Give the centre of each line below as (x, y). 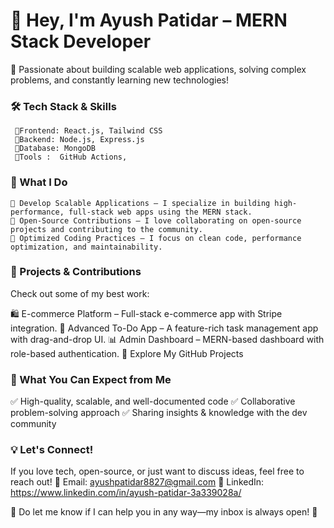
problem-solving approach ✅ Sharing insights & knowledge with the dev (159, 413)
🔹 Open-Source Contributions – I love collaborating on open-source (156, 220)
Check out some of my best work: (80, 293)
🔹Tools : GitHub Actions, (71, 157)
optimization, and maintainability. (86, 247)
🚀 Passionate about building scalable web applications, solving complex (158, 69)
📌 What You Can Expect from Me (91, 379)
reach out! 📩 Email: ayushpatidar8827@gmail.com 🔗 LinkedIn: (137, 482)
